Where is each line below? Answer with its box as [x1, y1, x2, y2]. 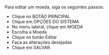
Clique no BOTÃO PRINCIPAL [11, 14, 71, 19]
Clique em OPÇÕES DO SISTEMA [11, 19, 80, 24]
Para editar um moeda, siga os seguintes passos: [4, 4, 104, 10]
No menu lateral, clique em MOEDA [11, 24, 83, 30]
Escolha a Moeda [11, 29, 47, 35]
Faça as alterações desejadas [11, 39, 72, 45]
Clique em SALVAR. [11, 45, 52, 50]
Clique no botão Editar [11, 34, 57, 40]
